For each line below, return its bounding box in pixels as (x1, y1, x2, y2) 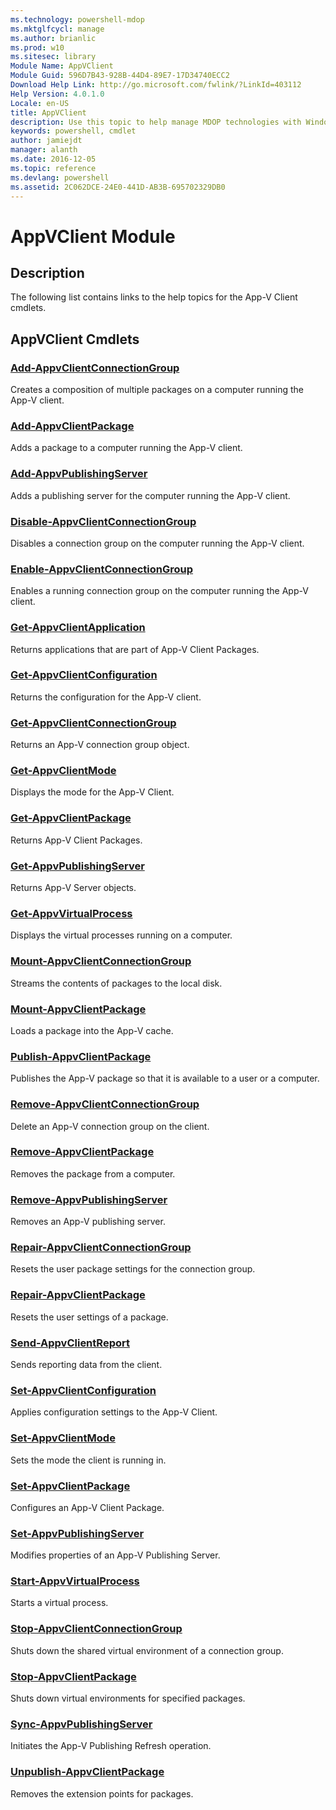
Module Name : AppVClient (10, 61, 114, 71)
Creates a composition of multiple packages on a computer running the (10, 384, 305, 396)
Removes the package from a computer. (10, 1167, 176, 1180)
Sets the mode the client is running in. (10, 1454, 167, 1466)
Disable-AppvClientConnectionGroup (10, 514, 197, 528)
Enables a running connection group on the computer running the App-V (10, 585, 309, 597)
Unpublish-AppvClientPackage (10, 1765, 165, 1779)
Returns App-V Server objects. (10, 882, 137, 894)
